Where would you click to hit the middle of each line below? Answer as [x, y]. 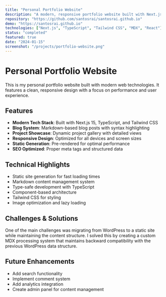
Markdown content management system [53, 182]
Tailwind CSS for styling [37, 198]
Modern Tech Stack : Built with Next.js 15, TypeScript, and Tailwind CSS [85, 123]
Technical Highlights [38, 165]
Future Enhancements [40, 262]
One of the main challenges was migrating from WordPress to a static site [80, 230]
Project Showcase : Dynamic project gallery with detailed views [77, 133]
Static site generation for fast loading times [56, 177]
